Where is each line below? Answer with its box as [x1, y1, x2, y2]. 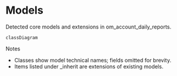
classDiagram [5, 34, 38, 40]
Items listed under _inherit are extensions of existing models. [14, 63, 164, 70]
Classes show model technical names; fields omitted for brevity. [14, 56, 172, 64]
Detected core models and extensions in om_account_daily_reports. [5, 23, 172, 30]
